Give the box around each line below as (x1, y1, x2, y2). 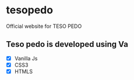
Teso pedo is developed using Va (6, 39, 128, 49)
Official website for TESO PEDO (6, 23, 82, 30)
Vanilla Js (14, 54, 38, 61)
